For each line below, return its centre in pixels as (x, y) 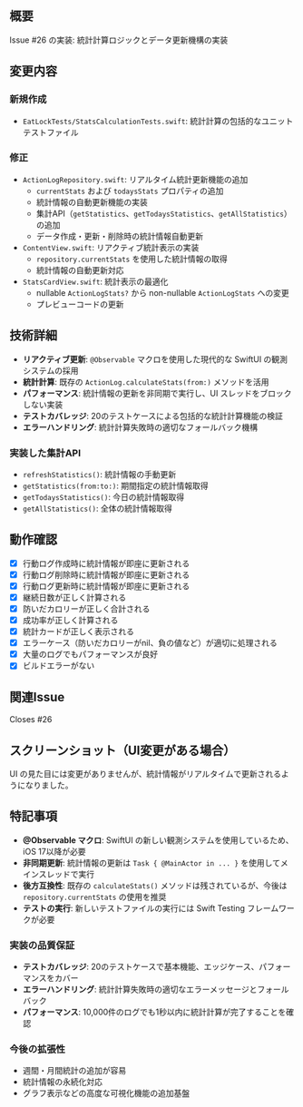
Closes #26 (31, 720)
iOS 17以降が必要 (54, 851)
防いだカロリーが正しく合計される (86, 608)
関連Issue (37, 697)
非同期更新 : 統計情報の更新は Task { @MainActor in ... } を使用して (151, 862)
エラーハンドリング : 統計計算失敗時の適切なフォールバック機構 (140, 427)
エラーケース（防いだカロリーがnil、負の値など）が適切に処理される (150, 643)
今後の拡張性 (38, 1049)
